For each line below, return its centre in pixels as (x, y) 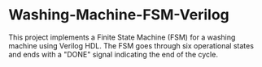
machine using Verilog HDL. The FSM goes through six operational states (131, 45)
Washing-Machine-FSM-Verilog (119, 15)
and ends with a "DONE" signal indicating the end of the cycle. (113, 54)
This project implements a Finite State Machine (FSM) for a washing (122, 37)
